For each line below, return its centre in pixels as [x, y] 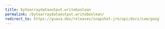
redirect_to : [18, 19]
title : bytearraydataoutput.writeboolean [48, 10]
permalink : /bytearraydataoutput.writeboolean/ [55, 14]
